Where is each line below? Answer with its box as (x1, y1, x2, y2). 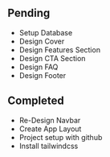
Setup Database (18, 27, 73, 37)
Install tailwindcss (18, 141, 79, 151)
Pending (7, 6, 51, 20)
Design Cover (18, 36, 65, 46)
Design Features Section (18, 44, 101, 55)
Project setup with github (18, 132, 103, 142)
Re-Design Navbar (18, 115, 81, 125)
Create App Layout (18, 124, 82, 134)
